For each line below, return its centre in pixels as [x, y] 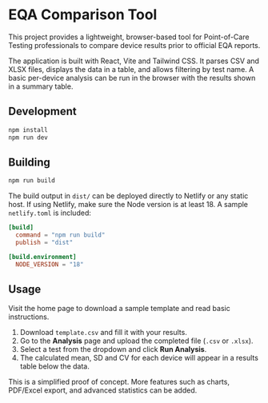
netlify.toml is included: [50, 213]
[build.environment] [43, 257]
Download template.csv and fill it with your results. [104, 333]
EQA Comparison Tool [83, 15]
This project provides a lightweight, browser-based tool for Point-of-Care [129, 37]
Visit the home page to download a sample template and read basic [119, 309]
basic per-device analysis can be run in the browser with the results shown [132, 78]
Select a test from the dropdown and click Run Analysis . [113, 349]
